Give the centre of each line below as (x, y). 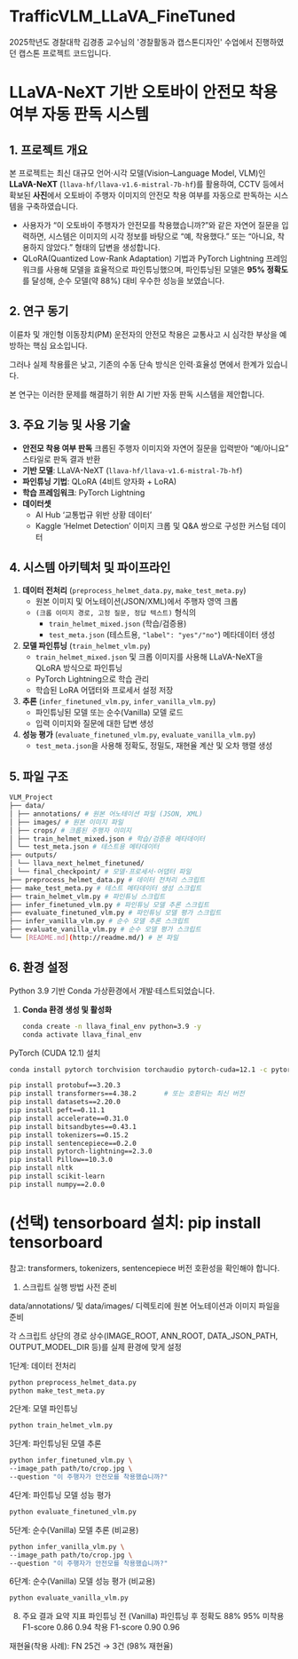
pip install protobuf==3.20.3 (65, 1086)
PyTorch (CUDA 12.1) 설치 (55, 1053)
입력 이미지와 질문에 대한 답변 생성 (94, 723)
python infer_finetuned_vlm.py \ (71, 1461)
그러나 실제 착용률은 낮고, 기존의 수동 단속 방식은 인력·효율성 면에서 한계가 (137, 364)
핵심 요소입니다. (60, 345)
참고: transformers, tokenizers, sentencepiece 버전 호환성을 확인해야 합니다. (145, 1268)
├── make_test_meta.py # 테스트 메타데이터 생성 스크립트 (106, 888)
